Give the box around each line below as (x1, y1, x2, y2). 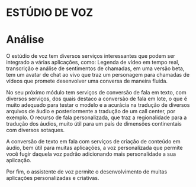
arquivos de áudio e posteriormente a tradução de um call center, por (6, 108, 176, 115)
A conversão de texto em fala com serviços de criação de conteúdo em (6, 138, 181, 145)
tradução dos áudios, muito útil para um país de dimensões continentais (6, 120, 182, 127)
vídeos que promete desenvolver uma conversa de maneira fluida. (6, 77, 168, 85)
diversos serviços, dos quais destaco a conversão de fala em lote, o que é (6, 95, 188, 103)
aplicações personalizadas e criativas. (6, 175, 99, 182)
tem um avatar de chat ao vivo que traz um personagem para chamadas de (6, 71, 190, 78)
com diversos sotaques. (6, 127, 65, 134)
